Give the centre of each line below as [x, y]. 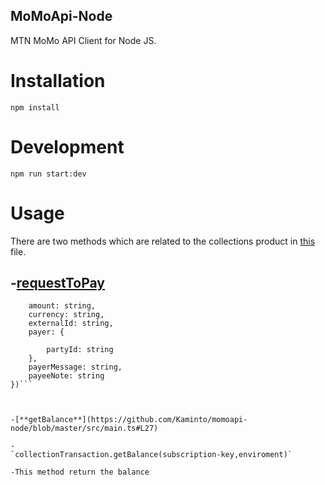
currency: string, [66, 315]
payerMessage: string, [75, 367]
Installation [58, 81]
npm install [35, 107]
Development [67, 146]
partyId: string [80, 350]
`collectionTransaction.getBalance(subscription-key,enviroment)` [151, 455]
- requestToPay [58, 283]
